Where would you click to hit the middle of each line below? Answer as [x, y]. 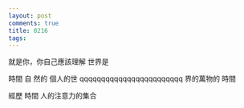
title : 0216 [28, 30]
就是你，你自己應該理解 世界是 [59, 62]
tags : [17, 38]
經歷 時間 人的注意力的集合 [53, 96]
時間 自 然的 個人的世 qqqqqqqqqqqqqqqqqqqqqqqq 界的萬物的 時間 [122, 79]
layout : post [30, 16]
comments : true [34, 23]
